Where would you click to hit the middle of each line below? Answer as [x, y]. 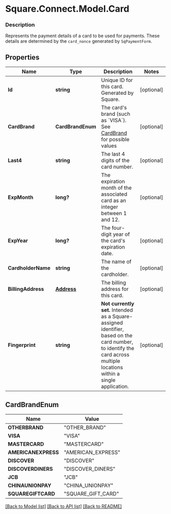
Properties [22, 57]
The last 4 [113, 154]
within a [110, 374]
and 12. [110, 220]
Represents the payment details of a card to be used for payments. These [82, 36]
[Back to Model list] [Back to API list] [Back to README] [64, 506]
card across [115, 355]
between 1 [114, 213]
